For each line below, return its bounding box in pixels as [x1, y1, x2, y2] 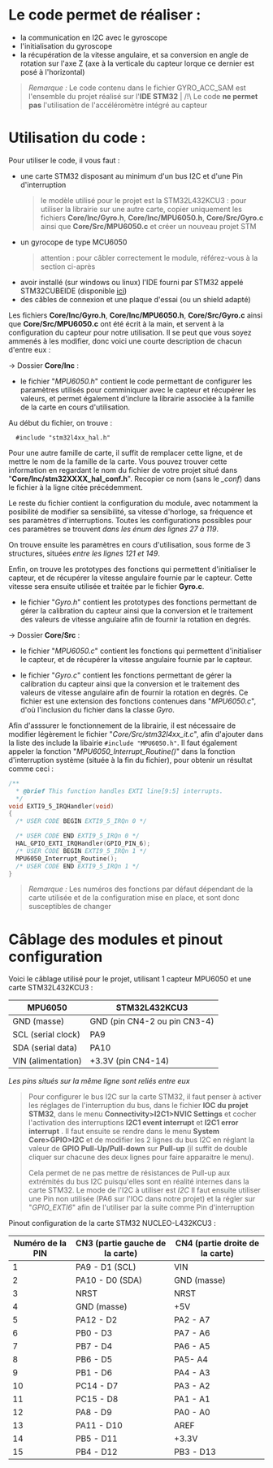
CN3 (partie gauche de [76, 1237, 167, 1249]
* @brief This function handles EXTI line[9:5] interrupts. [15, 786, 223, 795]
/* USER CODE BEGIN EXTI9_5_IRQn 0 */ [15, 817, 148, 825]
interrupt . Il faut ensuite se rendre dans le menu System [28, 1127, 220, 1137]
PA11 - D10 [76, 1420, 123, 1431]
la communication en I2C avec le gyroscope [19, 32, 168, 42]
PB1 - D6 [76, 1367, 113, 1379]
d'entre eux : [8, 344, 51, 354]
